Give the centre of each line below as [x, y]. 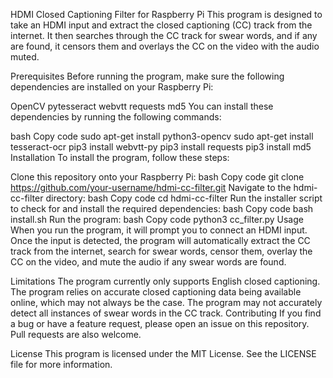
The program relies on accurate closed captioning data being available [156, 292]
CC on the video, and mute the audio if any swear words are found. [148, 262]
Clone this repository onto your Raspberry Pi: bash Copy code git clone [157, 177]
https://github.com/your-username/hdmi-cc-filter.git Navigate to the [151, 187]
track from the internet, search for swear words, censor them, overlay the [161, 251]
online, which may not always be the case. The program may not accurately [166, 302]
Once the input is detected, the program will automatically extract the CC [160, 240]
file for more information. [61, 364]
